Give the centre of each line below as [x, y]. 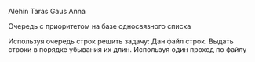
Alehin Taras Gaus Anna [47, 11]
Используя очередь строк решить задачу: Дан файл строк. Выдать [121, 41]
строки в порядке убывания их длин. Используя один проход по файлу [127, 49]
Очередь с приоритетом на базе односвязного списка [100, 26]
